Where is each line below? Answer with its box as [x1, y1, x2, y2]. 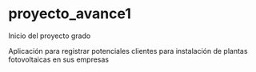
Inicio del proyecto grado [8, 31, 91, 40]
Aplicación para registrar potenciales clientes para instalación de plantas [8, 46, 248, 55]
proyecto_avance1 [8, 5, 132, 23]
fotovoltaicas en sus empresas [8, 55, 110, 64]
